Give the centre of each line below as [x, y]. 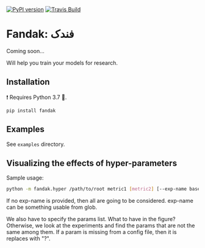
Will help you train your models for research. [62, 63]
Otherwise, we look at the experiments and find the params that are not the [101, 225]
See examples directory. [36, 144]
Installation [28, 82]
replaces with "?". [28, 239]
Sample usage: [25, 178]
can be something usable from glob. [52, 207]
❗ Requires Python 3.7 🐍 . [37, 97]
